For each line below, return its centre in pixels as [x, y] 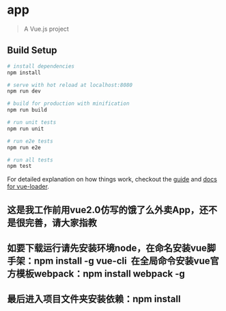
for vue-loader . [28, 186]
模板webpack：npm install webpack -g [101, 274]
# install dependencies [41, 66]
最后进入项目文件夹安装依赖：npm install [94, 299]
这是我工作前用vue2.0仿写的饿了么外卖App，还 [108, 210]
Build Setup [32, 50]
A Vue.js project [46, 29]
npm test [19, 166]
